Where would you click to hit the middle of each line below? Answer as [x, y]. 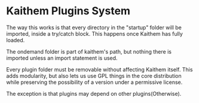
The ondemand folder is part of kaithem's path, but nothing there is [89, 51]
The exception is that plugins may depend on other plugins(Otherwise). [94, 93]
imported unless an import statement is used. [62, 58]
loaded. [16, 40]
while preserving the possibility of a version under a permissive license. [94, 82]
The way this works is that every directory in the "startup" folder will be [94, 27]
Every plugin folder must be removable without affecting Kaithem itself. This [99, 69]
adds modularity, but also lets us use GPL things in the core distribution [94, 76]
